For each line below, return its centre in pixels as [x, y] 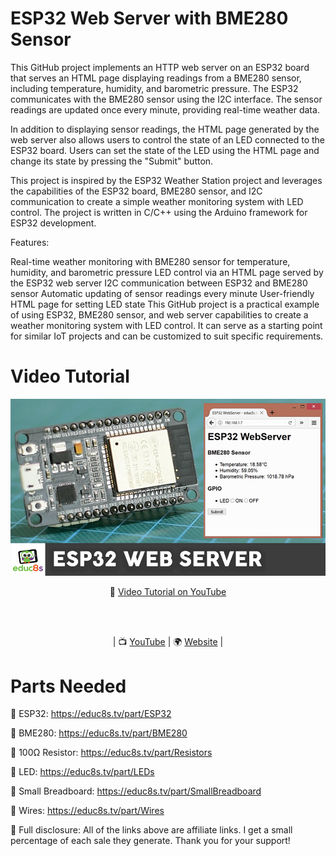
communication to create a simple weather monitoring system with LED [157, 201]
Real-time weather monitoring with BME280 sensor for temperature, [150, 261]
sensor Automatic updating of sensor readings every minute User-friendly [162, 293]
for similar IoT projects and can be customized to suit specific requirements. [167, 336]
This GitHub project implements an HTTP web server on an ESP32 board [160, 67]
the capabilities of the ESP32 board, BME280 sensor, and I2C [136, 191]
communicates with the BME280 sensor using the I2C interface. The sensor [166, 99]
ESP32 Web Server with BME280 [149, 18]
